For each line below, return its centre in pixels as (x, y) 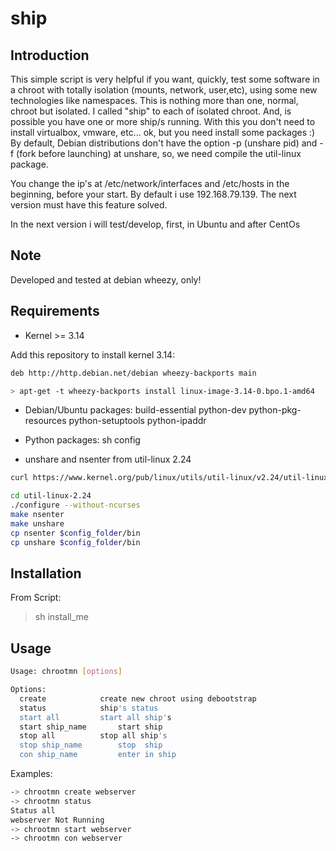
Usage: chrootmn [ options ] (66, 672)
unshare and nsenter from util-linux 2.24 (108, 459)
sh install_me (62, 617)
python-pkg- (275, 410)
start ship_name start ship (91, 727)
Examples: (31, 773)
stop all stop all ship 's (93, 736)
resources (45, 421)
